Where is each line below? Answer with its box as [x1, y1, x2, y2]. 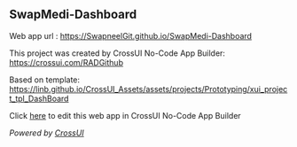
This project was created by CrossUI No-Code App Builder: [9, 48, 226, 58]
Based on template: [9, 74, 81, 85]
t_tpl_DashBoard [9, 93, 69, 104]
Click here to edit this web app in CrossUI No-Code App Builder [9, 110, 241, 120]
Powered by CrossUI [9, 128, 84, 138]
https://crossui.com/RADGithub [9, 57, 124, 67]
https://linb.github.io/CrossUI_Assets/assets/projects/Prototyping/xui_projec [9, 83, 288, 94]
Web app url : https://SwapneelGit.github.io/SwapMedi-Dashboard [9, 30, 253, 41]
